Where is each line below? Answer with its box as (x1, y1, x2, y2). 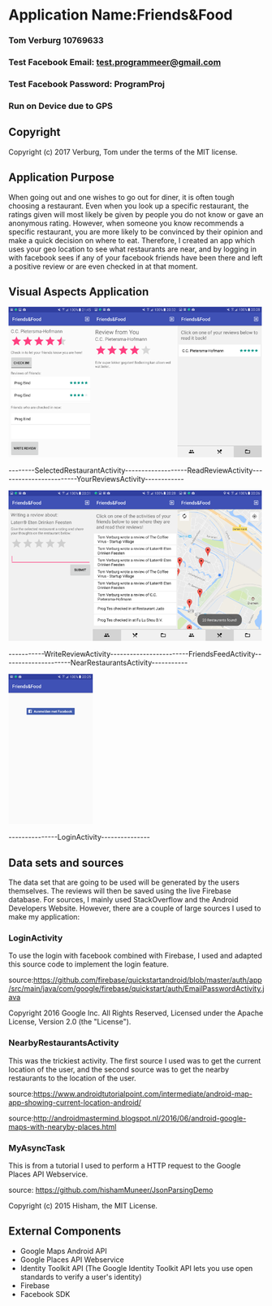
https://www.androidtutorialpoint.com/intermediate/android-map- (33, 1089, 253, 1099)
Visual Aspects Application (8, 285, 149, 299)
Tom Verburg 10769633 (8, 35, 104, 46)
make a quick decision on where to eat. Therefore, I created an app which (8, 235, 256, 245)
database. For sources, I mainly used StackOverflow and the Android (8, 895, 239, 905)
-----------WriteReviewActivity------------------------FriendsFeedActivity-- (8, 649, 262, 658)
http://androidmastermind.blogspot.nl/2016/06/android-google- (33, 1113, 247, 1123)
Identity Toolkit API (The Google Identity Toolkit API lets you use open (19, 1263, 253, 1273)
